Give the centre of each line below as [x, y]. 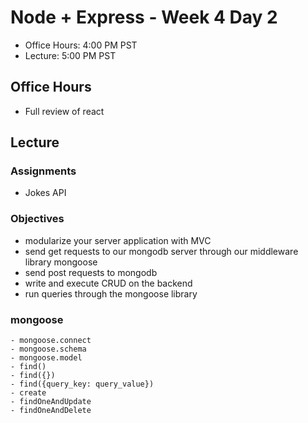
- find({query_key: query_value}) [82, 384]
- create [28, 393]
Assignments [43, 171]
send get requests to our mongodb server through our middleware [161, 251]
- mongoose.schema [48, 349]
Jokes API [45, 193]
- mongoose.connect [51, 341]
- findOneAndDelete [51, 411]
